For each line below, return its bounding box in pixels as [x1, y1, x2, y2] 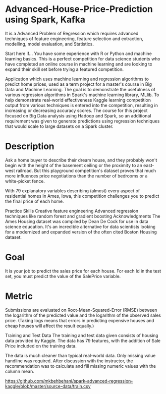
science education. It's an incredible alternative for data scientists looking [5, 224, 156, 229]
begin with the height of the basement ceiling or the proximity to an [5, 162, 143, 168]
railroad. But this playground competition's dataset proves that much [16, 168, 156, 173]
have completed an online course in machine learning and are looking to [5, 61, 153, 67]
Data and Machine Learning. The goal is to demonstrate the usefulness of [5, 86, 156, 92]
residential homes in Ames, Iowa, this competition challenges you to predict [5, 193, 160, 199]
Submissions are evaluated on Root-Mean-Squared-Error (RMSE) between [5, 307, 158, 313]
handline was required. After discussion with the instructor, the [5, 358, 133, 364]
